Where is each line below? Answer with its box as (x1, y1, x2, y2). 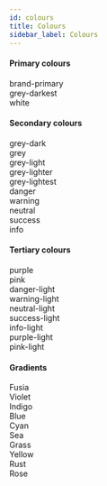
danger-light (9, 283, 56, 294)
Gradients (9, 362, 48, 372)
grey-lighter (9, 166, 53, 177)
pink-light (9, 341, 45, 352)
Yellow (9, 449, 34, 460)
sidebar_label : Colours (9, 30, 99, 39)
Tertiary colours (9, 244, 71, 255)
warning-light (9, 293, 59, 304)
